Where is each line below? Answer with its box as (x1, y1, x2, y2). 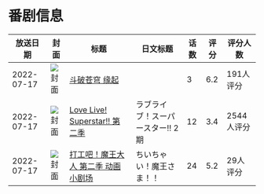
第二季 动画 (79, 160, 122, 171)
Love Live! (69, 104, 108, 115)
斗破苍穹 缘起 (69, 74, 119, 85)
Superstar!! (69, 115, 111, 126)
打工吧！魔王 (69, 148, 117, 159)
